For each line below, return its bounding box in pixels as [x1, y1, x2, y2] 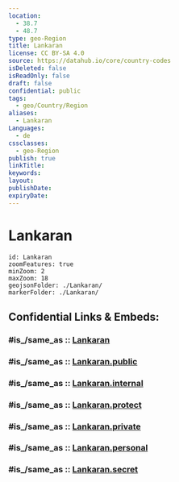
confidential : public [8, 86, 81, 95]
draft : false [8, 79, 52, 87]
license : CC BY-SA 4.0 [8, 49, 85, 57]
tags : [8, 94, 27, 102]
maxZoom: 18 [8, 274, 48, 282]
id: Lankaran [8, 253, 52, 261]
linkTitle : [8, 162, 45, 170]
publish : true [8, 154, 56, 162]
